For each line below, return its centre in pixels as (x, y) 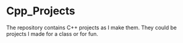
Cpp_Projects (41, 11)
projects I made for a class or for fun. (52, 33)
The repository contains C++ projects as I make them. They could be (91, 27)
